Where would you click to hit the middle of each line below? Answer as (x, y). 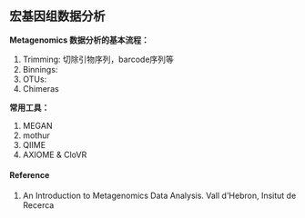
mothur (36, 135)
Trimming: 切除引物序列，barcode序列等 (98, 59)
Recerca (38, 205)
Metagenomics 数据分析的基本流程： (80, 40)
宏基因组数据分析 (57, 16)
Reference (30, 175)
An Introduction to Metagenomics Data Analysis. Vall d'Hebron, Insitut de (159, 196)
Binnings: (40, 69)
